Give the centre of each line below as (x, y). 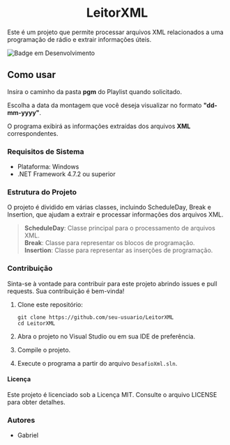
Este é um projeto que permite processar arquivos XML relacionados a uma (116, 32)
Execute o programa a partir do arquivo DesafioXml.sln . (97, 363)
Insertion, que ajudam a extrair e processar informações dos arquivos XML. (116, 214)
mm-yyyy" (23, 112)
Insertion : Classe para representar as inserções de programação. (118, 250)
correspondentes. (33, 133)
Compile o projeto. (44, 350)
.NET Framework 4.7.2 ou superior (67, 174)
